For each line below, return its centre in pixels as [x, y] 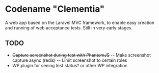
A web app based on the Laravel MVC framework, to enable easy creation [80, 23]
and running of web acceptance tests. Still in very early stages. [69, 27]
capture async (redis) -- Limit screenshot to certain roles [70, 60]
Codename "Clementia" [55, 9]
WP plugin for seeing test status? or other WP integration [70, 65]
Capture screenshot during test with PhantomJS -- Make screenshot [81, 55]
